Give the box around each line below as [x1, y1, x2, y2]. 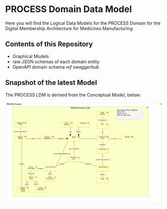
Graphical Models [12, 53, 49, 59]
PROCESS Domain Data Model [5, 4, 132, 15]
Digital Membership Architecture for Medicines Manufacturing [5, 25, 133, 31]
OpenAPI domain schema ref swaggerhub [12, 64, 99, 70]
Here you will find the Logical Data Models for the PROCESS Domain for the [5, 20, 161, 26]
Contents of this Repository [5, 40, 93, 49]
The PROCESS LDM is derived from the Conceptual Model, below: [5, 92, 141, 98]
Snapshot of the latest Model [5, 79, 97, 87]
